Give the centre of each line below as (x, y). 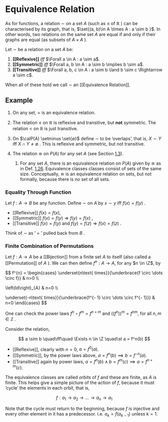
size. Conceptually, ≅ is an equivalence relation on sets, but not (86, 174)
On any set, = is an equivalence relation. (54, 112)
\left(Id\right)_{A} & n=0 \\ (32, 288)
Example (19, 100)
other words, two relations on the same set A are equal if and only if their (80, 34)
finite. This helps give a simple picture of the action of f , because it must (80, 383)
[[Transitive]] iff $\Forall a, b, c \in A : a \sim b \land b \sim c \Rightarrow (88, 70)
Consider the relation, (28, 329)
